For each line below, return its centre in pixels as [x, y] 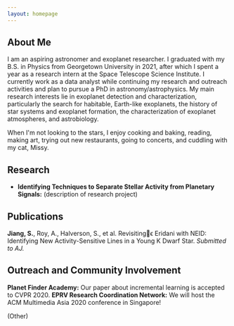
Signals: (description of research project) [78, 194]
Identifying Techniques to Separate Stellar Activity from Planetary [116, 187]
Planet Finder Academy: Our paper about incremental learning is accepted [116, 287]
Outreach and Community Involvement [94, 271]
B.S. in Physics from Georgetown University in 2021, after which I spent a [113, 67]
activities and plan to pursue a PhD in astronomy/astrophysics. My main [111, 89]
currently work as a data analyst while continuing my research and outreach [117, 82]
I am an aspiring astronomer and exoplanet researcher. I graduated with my [116, 59]
